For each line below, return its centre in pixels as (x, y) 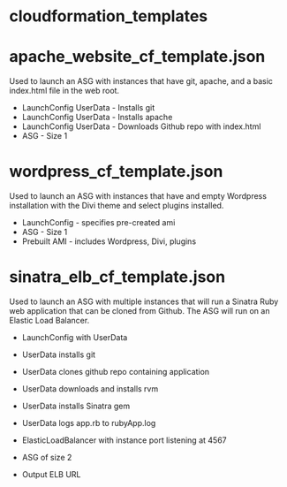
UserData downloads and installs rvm (90, 389)
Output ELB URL (51, 474)
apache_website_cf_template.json (137, 57)
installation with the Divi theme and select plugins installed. (117, 206)
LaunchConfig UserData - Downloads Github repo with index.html (141, 126)
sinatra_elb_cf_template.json (117, 277)
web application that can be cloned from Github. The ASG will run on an (140, 311)
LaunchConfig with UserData (75, 337)
